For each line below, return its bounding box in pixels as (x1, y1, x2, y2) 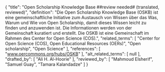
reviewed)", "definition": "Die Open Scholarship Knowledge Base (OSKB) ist (5, 9, 159, 15)
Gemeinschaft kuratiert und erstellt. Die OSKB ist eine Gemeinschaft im (5, 30, 149, 36)
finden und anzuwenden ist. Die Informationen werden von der (5, 25, 132, 31)
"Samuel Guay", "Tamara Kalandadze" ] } (5, 61, 89, 67)
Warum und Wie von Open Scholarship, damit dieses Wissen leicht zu (5, 20, 147, 25)
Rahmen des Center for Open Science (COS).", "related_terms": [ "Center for (5, 35, 160, 41)
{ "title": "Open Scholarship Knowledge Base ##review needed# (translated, (5, 4, 160, 10)
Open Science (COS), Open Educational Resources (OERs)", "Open (5, 41, 141, 46)
